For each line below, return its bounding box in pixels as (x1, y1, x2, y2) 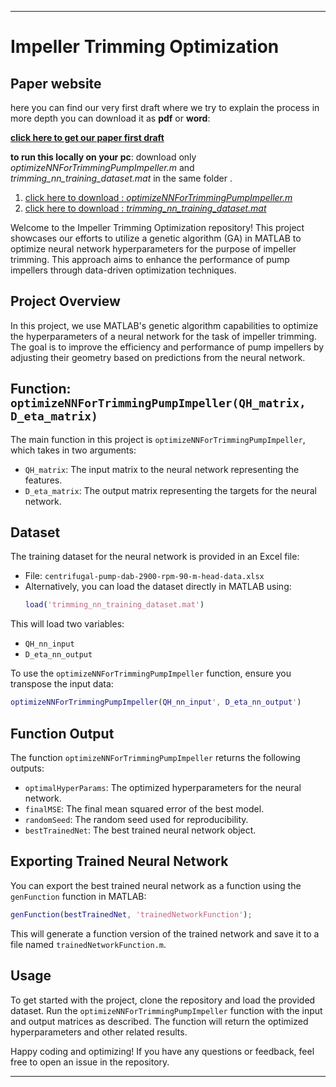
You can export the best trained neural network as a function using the (10, 879, 302, 891)
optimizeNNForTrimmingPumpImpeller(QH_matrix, (10, 396, 307, 411)
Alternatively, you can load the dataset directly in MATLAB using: (24, 581, 292, 593)
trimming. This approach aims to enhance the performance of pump (10, 254, 290, 265)
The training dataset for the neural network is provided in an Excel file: (10, 551, 300, 563)
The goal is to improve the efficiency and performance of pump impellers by (10, 341, 325, 353)
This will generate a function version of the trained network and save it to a (10, 927, 320, 940)
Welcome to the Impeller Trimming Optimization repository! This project (10, 222, 305, 233)
